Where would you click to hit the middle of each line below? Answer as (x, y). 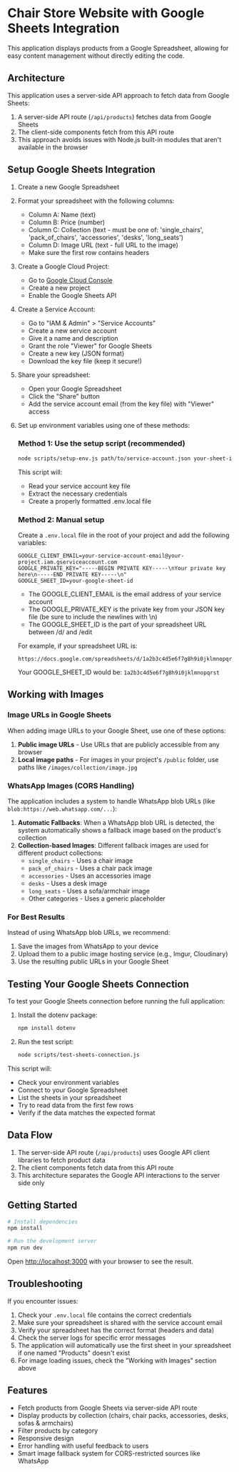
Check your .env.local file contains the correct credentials (105, 1315)
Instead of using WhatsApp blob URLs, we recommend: (89, 933)
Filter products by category (58, 1431)
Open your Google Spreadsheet (75, 389)
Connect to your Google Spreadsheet (73, 1090)
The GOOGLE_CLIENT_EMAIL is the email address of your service (124, 594)
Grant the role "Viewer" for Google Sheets (90, 346)
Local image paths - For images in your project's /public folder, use (118, 759)
